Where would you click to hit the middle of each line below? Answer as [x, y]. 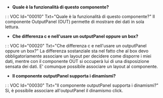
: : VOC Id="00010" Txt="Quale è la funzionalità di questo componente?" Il [80, 16]
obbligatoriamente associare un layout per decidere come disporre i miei [78, 56]
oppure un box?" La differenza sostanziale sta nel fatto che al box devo [77, 51]
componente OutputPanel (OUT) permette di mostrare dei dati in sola [75, 22]
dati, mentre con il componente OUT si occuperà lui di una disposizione [77, 61]
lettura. [12, 27]
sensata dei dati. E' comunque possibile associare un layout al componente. [81, 66]
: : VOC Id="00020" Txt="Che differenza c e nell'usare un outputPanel [76, 46]
